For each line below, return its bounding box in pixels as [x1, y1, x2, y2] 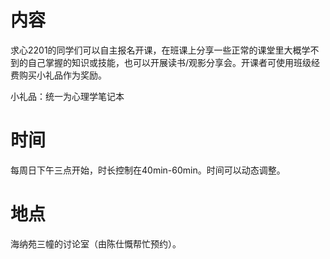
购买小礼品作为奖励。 [18, 69, 107, 81]
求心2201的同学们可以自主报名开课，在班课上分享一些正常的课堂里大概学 [10, 44, 311, 56]
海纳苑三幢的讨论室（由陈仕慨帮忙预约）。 [10, 237, 182, 250]
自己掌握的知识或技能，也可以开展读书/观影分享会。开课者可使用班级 [27, 56, 312, 68]
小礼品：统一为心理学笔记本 [10, 90, 125, 102]
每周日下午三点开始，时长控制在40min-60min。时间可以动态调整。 [10, 164, 286, 176]
